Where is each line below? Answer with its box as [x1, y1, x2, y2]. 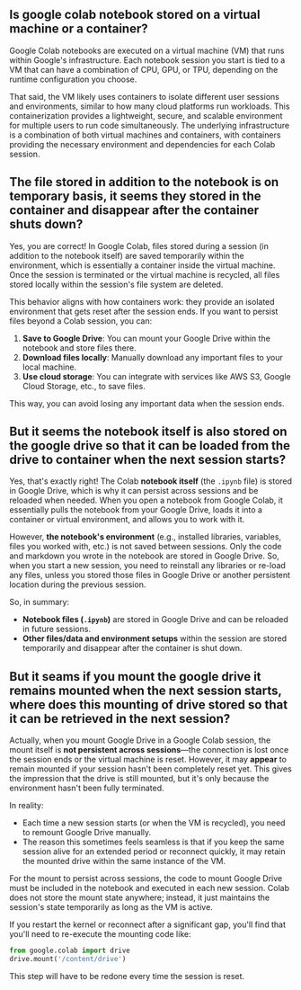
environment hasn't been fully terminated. [9, 782, 164, 794]
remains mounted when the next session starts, [9, 682, 282, 698]
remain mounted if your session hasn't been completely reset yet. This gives [9, 763, 292, 774]
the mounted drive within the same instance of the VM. [22, 856, 226, 867]
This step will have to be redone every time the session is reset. [9, 971, 245, 981]
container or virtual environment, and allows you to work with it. [9, 514, 245, 525]
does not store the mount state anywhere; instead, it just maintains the [9, 892, 270, 903]
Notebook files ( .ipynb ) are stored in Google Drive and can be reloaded [22, 614, 289, 625]
